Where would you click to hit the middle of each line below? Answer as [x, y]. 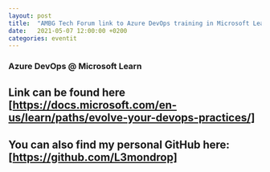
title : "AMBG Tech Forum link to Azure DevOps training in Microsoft [129, 23]
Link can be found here [67, 92]
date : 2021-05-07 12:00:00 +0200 [68, 31]
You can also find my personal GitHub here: [119, 144]
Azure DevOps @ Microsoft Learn [75, 67]
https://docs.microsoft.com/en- [95, 105]
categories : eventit [43, 38]
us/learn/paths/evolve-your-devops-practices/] [132, 117]
